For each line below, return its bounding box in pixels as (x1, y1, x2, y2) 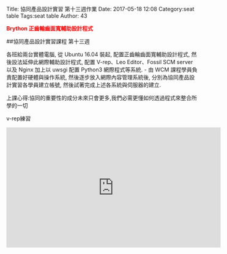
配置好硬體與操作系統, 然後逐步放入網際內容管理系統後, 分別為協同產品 (11, 74, 190, 81)
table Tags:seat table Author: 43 (6, 12, 87, 20)
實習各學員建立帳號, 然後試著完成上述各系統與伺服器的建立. (11, 81, 162, 89)
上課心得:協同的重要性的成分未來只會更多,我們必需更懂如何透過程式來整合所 (6, 94, 198, 101)
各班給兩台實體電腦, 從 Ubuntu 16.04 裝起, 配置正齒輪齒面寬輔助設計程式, (6, 51, 190, 58)
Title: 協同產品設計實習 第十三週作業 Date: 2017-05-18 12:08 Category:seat (6, 5, 195, 12)
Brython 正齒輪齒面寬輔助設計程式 (6, 25, 94, 32)
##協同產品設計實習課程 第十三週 (6, 38, 90, 45)
